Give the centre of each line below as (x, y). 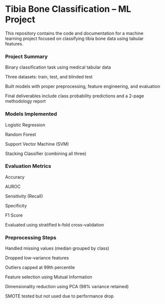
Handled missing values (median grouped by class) (57, 248)
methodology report (25, 101)
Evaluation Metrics (28, 166)
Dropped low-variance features (37, 258)
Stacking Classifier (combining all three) (46, 153)
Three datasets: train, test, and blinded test (49, 77)
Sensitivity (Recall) (24, 196)
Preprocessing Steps (31, 237)
